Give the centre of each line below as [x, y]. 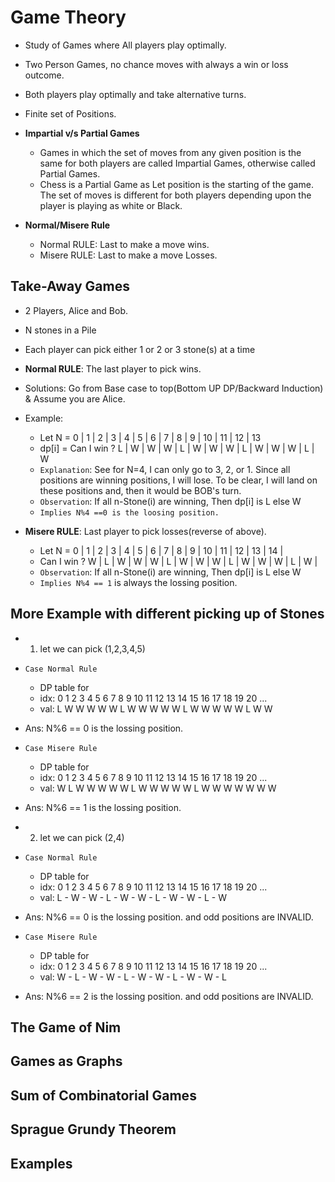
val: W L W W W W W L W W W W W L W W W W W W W [158, 788]
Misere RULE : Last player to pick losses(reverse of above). [145, 531]
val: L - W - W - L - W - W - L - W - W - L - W [133, 897]
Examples [41, 1163]
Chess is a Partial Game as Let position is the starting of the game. [176, 184]
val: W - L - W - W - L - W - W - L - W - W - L [133, 977]
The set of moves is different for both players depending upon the [175, 195]
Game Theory [68, 17]
